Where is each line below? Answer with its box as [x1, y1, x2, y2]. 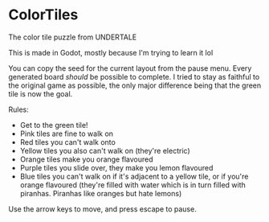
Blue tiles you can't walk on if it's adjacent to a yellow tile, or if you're [19, 171, 249, 181]
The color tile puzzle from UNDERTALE [8, 32, 137, 42]
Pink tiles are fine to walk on [19, 129, 114, 138]
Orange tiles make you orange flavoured [19, 154, 153, 164]
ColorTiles [8, 6, 79, 24]
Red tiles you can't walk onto [19, 137, 116, 146]
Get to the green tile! [19, 120, 88, 129]
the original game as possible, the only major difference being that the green [8, 80, 262, 90]
